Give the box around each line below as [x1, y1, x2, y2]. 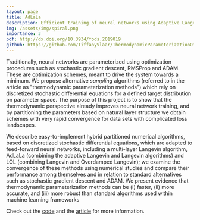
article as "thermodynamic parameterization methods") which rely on [6, 83, 176, 90]
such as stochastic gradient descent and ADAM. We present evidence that [6, 177, 189, 184]
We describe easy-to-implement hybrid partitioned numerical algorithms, [6, 133, 186, 140]
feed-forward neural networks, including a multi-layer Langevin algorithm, [6, 145, 187, 152]
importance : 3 [6, 31, 42, 37]
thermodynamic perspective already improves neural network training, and [6, 102, 189, 109]
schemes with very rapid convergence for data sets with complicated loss [6, 115, 187, 122]
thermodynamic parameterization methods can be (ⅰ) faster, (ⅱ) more [6, 183, 174, 190]
